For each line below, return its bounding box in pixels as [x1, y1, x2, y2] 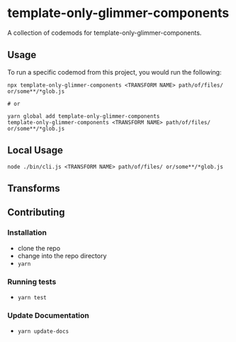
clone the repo [17, 243, 61, 253]
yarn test [17, 294, 47, 301]
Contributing [7, 206, 65, 219]
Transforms [7, 182, 60, 194]
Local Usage [7, 144, 64, 157]
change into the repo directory [17, 251, 107, 260]
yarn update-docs [17, 328, 69, 335]
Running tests [7, 277, 57, 287]
